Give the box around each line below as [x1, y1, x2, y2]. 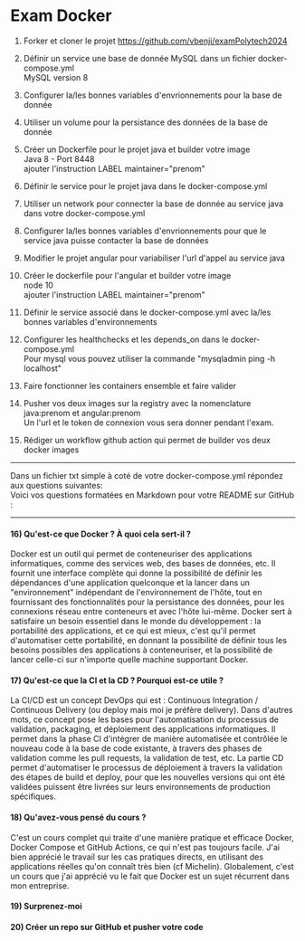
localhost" [23, 363, 62, 374]
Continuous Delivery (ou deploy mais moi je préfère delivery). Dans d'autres [10, 705, 293, 716]
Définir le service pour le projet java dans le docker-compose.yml [23, 180, 268, 191]
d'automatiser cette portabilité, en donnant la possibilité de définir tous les [10, 635, 288, 646]
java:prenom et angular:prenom [23, 407, 141, 418]
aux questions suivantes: [10, 480, 103, 490]
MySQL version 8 [23, 71, 89, 82]
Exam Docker [10, 5, 112, 26]
